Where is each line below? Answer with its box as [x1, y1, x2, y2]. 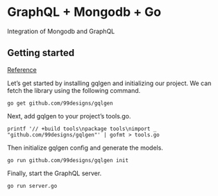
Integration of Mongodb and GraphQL [7, 27, 115, 35]
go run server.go [7, 182, 58, 189]
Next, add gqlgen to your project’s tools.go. [7, 112, 131, 120]
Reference [7, 65, 37, 73]
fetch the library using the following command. [7, 86, 141, 94]
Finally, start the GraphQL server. [7, 169, 102, 177]
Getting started [7, 47, 75, 59]
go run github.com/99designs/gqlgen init [7, 157, 129, 163]
